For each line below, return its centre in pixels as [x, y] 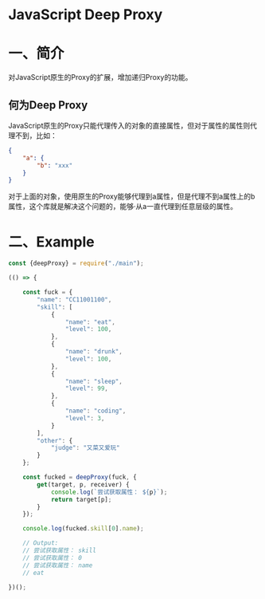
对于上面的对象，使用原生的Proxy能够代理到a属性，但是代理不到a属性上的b [132, 196]
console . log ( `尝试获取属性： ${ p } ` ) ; [109, 492]
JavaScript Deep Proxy [86, 15]
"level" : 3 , [85, 418]
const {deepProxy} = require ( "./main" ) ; [76, 264]
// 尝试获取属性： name [58, 565]
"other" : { [55, 440]
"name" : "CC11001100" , [74, 299]
